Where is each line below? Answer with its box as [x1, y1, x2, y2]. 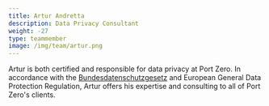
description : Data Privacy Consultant [8, 19, 139, 28]
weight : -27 [8, 27, 48, 35]
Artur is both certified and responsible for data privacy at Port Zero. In [8, 64, 241, 74]
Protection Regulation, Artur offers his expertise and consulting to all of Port [8, 82, 261, 91]
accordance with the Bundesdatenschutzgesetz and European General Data [8, 73, 262, 83]
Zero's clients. [8, 90, 56, 100]
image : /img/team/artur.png [8, 42, 103, 50]
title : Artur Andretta [8, 11, 85, 20]
